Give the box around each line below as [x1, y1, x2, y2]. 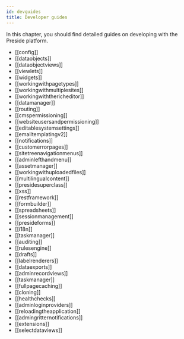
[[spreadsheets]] [14, 206, 56, 214]
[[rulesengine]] [14, 244, 52, 252]
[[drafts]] [14, 250, 37, 258]
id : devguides [6, 8, 42, 15]
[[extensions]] [14, 320, 49, 327]
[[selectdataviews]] [14, 327, 62, 334]
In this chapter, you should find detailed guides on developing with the [6, 30, 178, 37]
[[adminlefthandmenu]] [14, 156, 72, 163]
